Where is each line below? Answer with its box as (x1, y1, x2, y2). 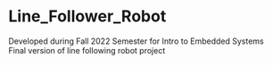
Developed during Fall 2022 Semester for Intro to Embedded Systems (8, 36, 264, 46)
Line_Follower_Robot (8, 6, 167, 27)
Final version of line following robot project (8, 45, 166, 55)
